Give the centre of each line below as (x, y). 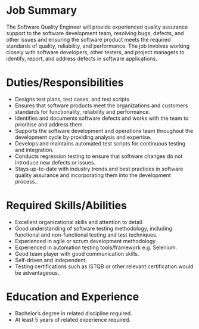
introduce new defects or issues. (55, 162)
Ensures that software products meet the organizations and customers (101, 105)
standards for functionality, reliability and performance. (83, 111)
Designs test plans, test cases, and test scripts (72, 99)
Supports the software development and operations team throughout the (104, 131)
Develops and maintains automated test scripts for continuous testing (100, 143)
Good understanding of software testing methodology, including (94, 228)
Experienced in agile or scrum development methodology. (86, 241)
